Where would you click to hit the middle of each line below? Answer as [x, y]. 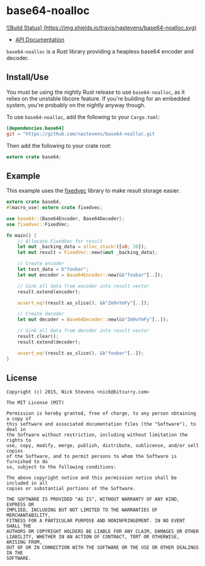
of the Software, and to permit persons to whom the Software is [91, 457]
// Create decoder [41, 314]
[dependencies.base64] [35, 128]
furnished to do [27, 462]
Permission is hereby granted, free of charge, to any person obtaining [101, 414]
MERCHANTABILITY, [29, 516]
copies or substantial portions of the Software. [71, 489]
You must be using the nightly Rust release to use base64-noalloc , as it [96, 92]
